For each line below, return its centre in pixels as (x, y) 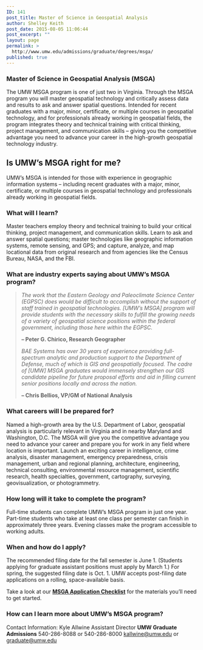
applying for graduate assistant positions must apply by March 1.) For (93, 567)
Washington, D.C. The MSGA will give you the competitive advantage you (98, 437)
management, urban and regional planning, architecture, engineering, (93, 463)
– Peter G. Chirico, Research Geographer (73, 340)
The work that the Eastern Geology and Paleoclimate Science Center (108, 295)
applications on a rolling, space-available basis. (66, 580)
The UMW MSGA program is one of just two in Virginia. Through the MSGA (100, 91)
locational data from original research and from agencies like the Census (97, 252)
